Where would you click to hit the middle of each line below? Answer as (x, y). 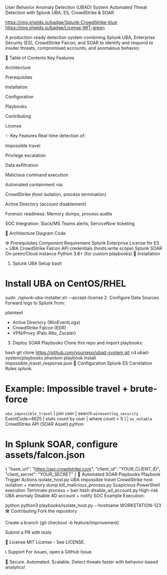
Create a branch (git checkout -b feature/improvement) (62, 522)
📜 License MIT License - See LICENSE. (45, 542)
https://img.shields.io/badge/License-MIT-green (55, 28)
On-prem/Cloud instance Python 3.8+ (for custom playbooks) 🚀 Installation (83, 254)
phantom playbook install (70, 358)
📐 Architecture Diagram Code (36, 233)
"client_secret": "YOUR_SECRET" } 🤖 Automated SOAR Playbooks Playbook (83, 474)
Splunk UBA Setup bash (37, 263)
